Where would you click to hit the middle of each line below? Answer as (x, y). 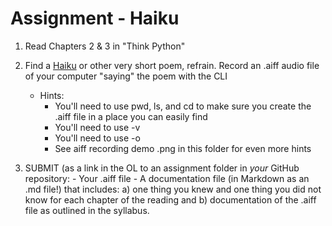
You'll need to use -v (97, 127)
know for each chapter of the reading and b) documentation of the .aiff (170, 199)
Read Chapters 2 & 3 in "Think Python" (105, 46)
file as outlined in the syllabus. (87, 210)
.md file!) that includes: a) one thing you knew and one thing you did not (173, 189)
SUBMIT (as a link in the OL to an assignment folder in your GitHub (162, 168)
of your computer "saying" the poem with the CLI (126, 76)
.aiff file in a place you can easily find (131, 116)
